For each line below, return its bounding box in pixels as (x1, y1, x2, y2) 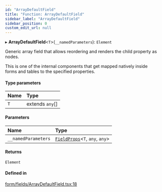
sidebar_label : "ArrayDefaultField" (5, 16, 80, 21)
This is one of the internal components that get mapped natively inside (5, 64, 148, 69)
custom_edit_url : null (5, 26, 52, 31)
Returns (5, 149, 22, 155)
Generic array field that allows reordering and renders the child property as (5, 49, 157, 55)
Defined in (5, 170, 27, 176)
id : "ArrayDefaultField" (5, 7, 56, 12)
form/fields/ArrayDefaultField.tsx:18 (5, 181, 77, 187)
